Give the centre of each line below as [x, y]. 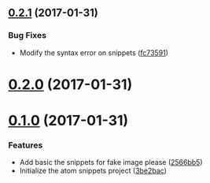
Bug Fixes [28, 35]
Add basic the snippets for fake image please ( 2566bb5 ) [111, 162]
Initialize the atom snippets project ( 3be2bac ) [93, 171]
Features [26, 145]
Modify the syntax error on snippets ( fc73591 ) [94, 52]
